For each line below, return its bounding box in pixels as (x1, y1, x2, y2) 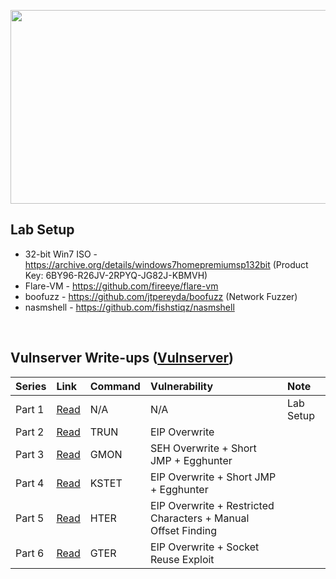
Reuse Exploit (149, 552, 215, 566)
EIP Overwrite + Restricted (149, 498, 275, 512)
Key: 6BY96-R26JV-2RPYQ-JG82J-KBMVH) (24, 269, 208, 281)
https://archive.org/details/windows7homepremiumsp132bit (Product (24, 258, 309, 270)
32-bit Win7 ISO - (24, 248, 98, 260)
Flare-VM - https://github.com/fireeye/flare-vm (24, 280, 219, 292)
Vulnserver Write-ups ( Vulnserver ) (10, 350, 234, 367)
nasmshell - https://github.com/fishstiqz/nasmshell (24, 301, 235, 313)
